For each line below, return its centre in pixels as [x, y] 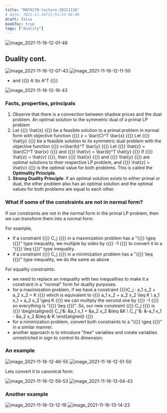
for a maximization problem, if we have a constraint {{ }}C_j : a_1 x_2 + [84, 289]
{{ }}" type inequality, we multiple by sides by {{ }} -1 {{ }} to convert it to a [87, 243]
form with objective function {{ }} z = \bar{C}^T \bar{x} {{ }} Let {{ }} [81, 136]
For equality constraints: [30, 269]
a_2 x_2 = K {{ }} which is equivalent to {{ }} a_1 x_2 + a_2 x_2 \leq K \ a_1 [86, 295]
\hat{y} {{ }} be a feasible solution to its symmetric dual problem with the [87, 141]
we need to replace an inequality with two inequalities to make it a [80, 279]
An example [20, 351]
